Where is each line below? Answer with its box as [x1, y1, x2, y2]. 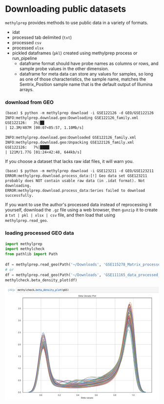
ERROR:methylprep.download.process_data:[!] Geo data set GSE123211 [5, 173, 147, 179]
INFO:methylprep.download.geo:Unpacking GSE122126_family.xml [5, 140, 134, 145]
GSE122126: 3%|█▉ [5, 120, 45, 126]
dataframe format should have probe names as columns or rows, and [19, 60, 159, 66]
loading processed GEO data [5, 230, 74, 237]
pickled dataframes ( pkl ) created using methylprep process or [12, 50, 138, 56]
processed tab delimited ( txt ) [12, 34, 72, 40]
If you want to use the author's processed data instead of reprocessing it [5, 202, 152, 208]
